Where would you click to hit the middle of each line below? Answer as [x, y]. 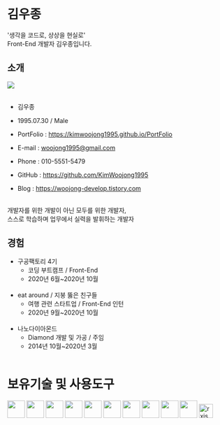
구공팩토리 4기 [37, 261]
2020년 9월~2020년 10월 [63, 312]
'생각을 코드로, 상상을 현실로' [46, 35]
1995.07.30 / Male [43, 120]
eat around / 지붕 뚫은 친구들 [57, 295]
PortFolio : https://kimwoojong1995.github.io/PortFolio [95, 134]
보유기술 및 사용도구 [61, 384]
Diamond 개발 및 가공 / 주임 [66, 337]
